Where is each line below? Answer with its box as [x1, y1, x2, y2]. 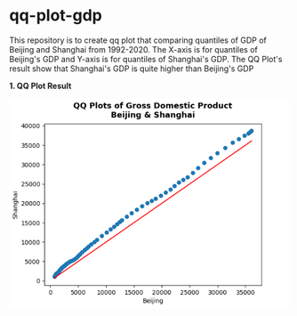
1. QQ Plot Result [9, 80, 72, 91]
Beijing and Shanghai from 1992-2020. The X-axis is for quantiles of [9, 44, 258, 54]
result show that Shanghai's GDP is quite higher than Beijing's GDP [9, 63, 254, 74]
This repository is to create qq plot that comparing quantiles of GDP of [9, 35, 267, 45]
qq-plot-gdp [9, 5, 102, 26]
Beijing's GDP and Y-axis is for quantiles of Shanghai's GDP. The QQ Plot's [9, 53, 283, 64]
